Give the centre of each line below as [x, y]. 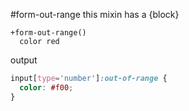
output [24, 60]
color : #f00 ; [46, 87]
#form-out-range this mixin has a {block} [95, 14]
